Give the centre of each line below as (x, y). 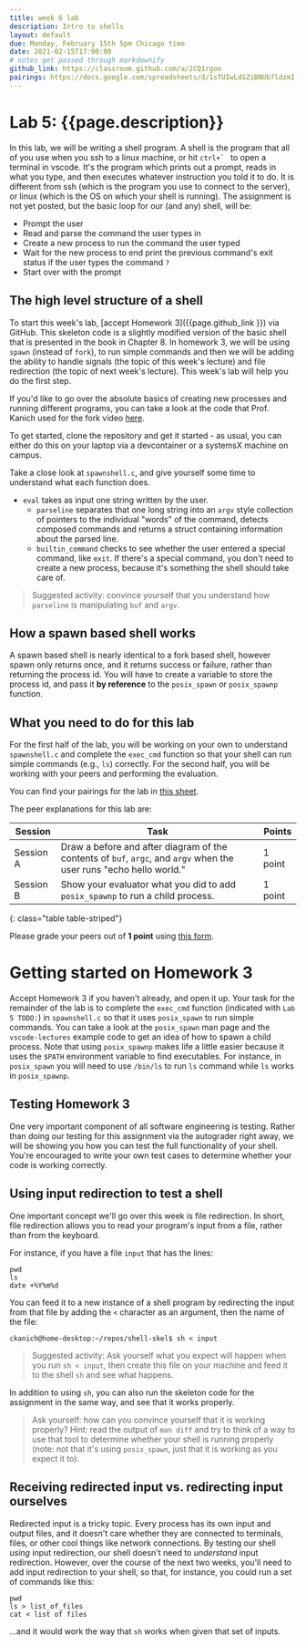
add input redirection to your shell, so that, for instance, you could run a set (151, 1572)
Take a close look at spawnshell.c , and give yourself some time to (133, 472)
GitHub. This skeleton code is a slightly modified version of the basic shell (148, 332)
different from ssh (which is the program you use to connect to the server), (150, 186)
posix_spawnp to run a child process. (138, 896)
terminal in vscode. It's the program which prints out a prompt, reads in (143, 167)
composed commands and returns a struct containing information (159, 529)
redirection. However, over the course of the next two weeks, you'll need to (151, 1562)
